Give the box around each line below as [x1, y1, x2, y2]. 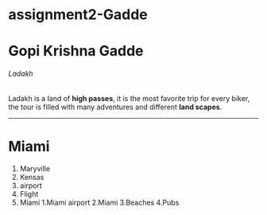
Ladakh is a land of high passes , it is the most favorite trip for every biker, [8, 93, 250, 103]
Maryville [19, 163, 50, 173]
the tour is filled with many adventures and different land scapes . [8, 102, 222, 111]
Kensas [19, 172, 44, 182]
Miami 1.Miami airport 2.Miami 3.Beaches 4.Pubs [19, 197, 180, 207]
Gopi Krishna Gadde [8, 42, 144, 61]
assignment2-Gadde [8, 6, 149, 24]
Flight [19, 189, 39, 198]
